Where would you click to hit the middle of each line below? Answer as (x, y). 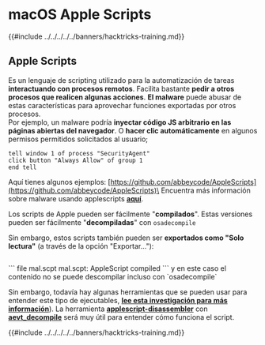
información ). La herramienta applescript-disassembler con (108, 309)
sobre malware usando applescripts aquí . (76, 198)
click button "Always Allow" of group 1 (76, 160)
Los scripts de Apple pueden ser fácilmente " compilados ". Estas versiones (131, 214)
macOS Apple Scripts (80, 15)
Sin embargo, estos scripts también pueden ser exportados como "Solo (126, 238)
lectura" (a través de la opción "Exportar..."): (81, 246)
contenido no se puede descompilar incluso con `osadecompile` (113, 276)
